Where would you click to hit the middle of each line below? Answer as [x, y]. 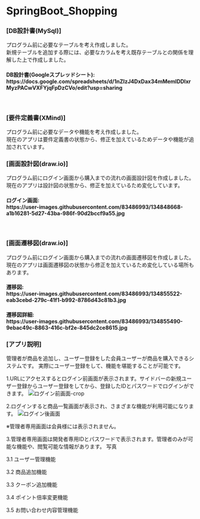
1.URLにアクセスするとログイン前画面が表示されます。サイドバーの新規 [94, 378]
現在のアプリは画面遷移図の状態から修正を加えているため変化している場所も [100, 265]
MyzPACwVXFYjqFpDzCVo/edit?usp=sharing [64, 88]
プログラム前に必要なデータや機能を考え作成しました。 [74, 132]
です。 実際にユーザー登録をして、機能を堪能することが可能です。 [103, 366]
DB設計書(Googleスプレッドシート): [51, 75]
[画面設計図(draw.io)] [37, 164]
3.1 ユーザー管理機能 [31, 459]
